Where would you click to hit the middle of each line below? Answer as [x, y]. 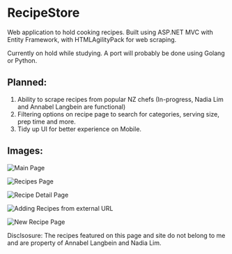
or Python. [22, 60]
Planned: [27, 83]
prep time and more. [46, 121]
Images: [25, 151]
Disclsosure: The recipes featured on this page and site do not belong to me [116, 235]
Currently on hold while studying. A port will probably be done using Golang [116, 53]
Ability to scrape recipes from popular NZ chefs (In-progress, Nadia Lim [121, 99]
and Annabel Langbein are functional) [71, 107]
